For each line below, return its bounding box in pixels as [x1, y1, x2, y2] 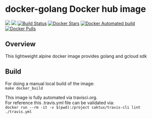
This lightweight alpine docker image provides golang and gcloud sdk [5, 53, 147, 59]
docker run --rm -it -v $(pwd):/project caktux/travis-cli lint [5, 105, 141, 110]
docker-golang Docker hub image [5, 3, 146, 15]
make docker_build [5, 85, 43, 91]
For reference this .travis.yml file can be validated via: [5, 100, 115, 106]
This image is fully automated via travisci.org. [5, 94, 98, 100]
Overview [5, 40, 36, 48]
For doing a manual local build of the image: [5, 80, 95, 86]
